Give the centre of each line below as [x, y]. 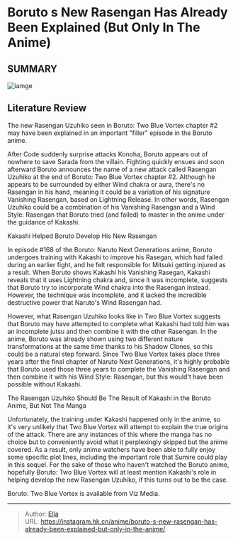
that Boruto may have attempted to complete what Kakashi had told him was [119, 323]
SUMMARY [33, 69]
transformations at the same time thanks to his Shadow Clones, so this [110, 346]
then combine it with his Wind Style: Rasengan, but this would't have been [115, 377]
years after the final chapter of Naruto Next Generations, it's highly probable [119, 361]
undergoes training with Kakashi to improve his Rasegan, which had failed [115, 257]
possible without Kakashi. [45, 384]
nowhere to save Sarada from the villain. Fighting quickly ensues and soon [116, 161]
